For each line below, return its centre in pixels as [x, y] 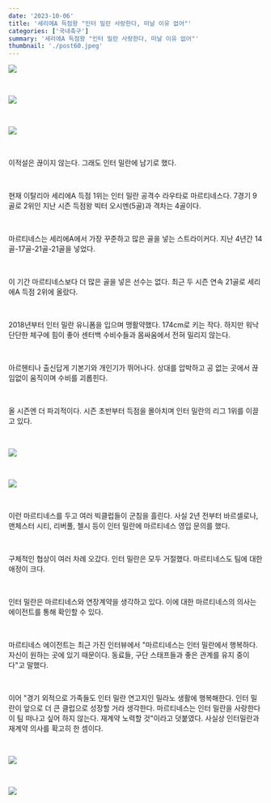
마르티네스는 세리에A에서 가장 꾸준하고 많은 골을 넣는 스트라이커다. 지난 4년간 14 [135, 239]
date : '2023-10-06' [41, 16]
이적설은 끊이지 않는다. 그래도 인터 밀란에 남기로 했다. [92, 163]
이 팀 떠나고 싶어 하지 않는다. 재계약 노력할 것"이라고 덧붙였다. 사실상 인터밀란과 [134, 719]
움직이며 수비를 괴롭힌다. [69, 378]
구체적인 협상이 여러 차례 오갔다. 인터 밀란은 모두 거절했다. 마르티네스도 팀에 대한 [135, 559]
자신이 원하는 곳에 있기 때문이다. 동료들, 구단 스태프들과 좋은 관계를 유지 [121, 655]
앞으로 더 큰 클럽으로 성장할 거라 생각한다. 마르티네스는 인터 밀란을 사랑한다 [142, 708]
